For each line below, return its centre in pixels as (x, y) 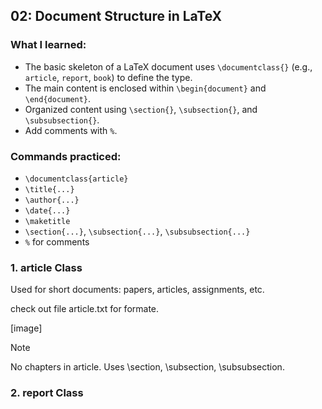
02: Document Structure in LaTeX (116, 16)
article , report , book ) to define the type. (108, 77)
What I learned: (48, 45)
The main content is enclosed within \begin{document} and (145, 88)
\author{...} (52, 200)
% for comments (57, 241)
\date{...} (47, 210)
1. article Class (46, 267)
